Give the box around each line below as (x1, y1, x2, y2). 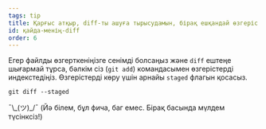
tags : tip (8, 11, 41, 20)
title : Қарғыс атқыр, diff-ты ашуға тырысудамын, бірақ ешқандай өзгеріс (8, 19, 259, 27)
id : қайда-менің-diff (8, 26, 80, 34)
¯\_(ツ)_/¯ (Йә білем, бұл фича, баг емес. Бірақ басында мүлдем (8, 103, 225, 112)
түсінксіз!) (8, 112, 43, 122)
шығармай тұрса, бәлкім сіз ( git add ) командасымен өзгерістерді (8, 64, 233, 74)
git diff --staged (8, 88, 69, 96)
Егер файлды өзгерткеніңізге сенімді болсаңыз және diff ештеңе (8, 56, 232, 65)
